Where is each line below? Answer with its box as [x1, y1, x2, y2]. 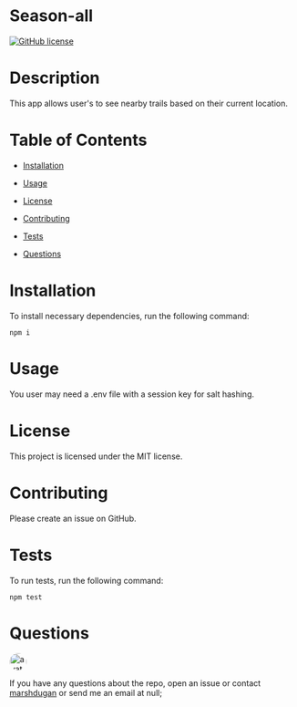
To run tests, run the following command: [9, 575, 164, 586]
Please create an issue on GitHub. [9, 513, 137, 524]
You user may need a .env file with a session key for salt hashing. [9, 389, 255, 400]
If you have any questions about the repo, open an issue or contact [9, 678, 261, 689]
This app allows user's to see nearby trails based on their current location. [9, 98, 289, 109]
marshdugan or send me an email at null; [9, 688, 162, 699]
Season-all [9, 5, 94, 26]
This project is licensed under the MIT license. [9, 451, 183, 462]
